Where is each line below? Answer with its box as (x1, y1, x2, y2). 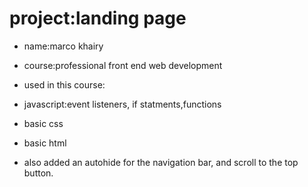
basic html (23, 137, 67, 149)
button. (23, 167, 54, 179)
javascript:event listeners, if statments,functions (23, 98, 222, 110)
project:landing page (9, 7, 187, 30)
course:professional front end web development (23, 59, 223, 71)
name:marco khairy (23, 40, 104, 52)
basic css (23, 117, 64, 129)
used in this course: (23, 78, 106, 91)
